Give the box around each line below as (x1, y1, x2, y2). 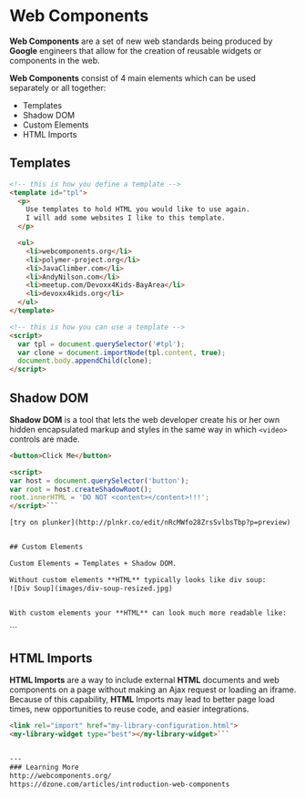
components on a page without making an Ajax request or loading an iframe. (9, 684, 297, 695)
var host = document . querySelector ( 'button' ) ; (9, 476, 189, 486)
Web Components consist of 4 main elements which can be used (9, 72, 257, 83)
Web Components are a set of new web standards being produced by (9, 36, 273, 46)
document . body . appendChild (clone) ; (17, 356, 153, 365)
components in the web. (9, 55, 100, 66)
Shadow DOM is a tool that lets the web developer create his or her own (9, 414, 280, 425)
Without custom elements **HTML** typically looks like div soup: (9, 575, 267, 584)
